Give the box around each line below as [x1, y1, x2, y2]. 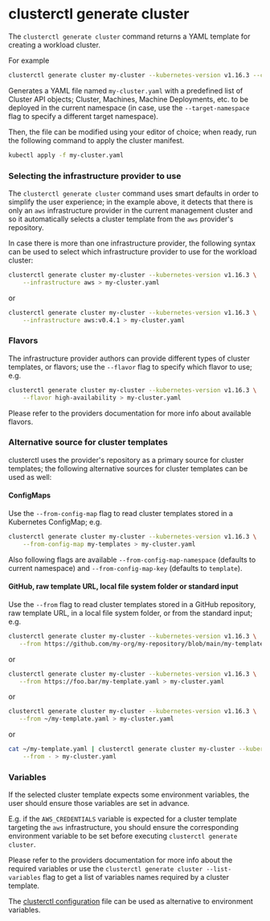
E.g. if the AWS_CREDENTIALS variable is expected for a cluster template [8, 814, 237, 824]
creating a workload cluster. [8, 39, 100, 49]
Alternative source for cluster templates [8, 436, 169, 448]
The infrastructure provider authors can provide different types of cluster [8, 353, 251, 363]
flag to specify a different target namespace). [8, 111, 159, 121]
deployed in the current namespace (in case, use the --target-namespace [8, 102, 250, 113]
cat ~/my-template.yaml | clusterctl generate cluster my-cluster [8, 745, 235, 754]
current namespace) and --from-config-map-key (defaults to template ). [8, 563, 243, 572]
